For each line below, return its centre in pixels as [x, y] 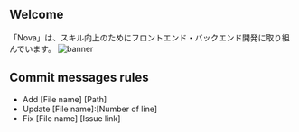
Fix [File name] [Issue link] [71, 118]
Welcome [37, 15]
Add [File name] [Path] [65, 99]
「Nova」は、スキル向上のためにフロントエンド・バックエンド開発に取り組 [150, 37]
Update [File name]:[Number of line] [90, 109]
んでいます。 [33, 48]
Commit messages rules [79, 78]
